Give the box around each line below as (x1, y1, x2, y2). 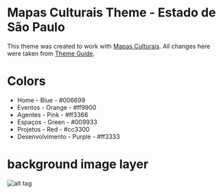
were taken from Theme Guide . (7, 49, 95, 58)
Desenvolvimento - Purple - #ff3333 (16, 132, 120, 141)
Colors (7, 73, 46, 89)
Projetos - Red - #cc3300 (16, 125, 90, 133)
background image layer (7, 156, 149, 172)
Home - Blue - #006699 (16, 96, 86, 104)
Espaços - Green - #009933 (16, 118, 97, 126)
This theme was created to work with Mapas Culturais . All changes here (7, 42, 211, 50)
